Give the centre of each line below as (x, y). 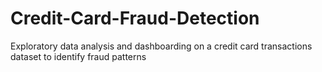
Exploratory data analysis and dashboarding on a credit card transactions (161, 46)
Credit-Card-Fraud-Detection (135, 18)
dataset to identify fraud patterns (78, 56)
